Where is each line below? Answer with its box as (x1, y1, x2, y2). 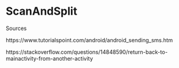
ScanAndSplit (6, 4, 78, 18)
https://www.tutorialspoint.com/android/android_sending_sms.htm (6, 36, 173, 43)
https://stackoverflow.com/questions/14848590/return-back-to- (6, 48, 168, 56)
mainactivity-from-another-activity (6, 55, 93, 62)
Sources (6, 25, 27, 32)
